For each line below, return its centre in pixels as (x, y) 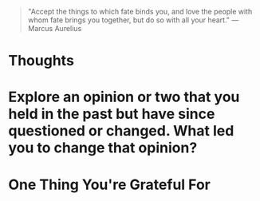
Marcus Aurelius (55, 28)
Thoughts (41, 61)
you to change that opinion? (103, 148)
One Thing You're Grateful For (110, 185)
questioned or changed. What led (121, 131)
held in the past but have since (112, 114)
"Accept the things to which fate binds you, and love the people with (140, 12)
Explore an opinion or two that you (124, 97)
